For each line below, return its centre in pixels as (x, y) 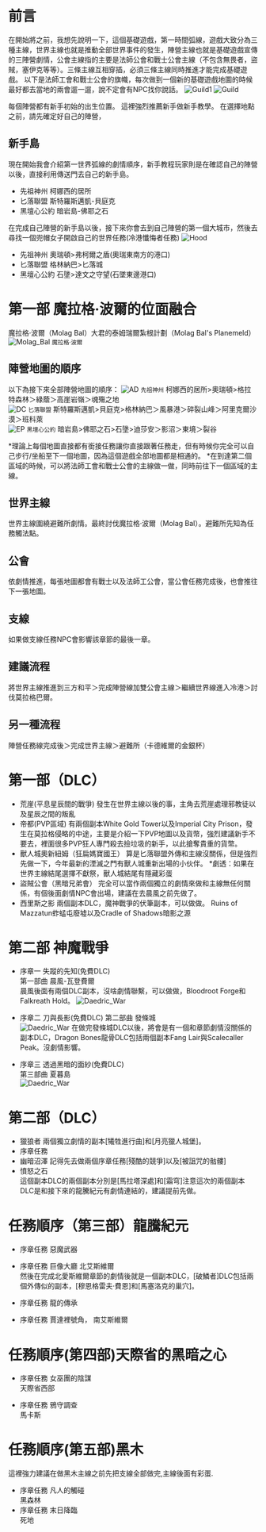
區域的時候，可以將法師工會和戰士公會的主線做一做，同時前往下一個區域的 (129, 466)
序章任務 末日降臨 (48, 1510)
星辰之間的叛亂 (51, 813)
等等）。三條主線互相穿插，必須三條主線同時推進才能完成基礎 (141, 69)
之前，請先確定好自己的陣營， (57, 116)
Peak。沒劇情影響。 (52, 1047)
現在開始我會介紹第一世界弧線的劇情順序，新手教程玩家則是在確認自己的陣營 (133, 164)
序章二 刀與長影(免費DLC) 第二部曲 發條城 (87, 1018)
